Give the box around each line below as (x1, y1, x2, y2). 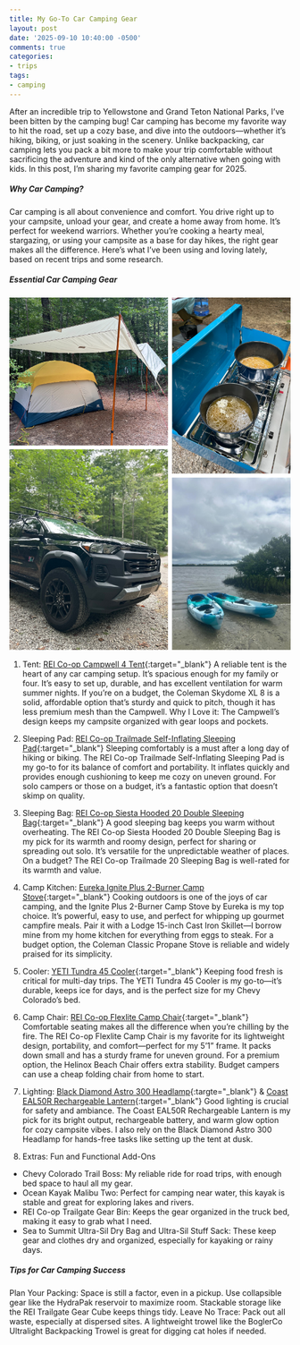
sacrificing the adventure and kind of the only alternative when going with (9, 153, 281, 165)
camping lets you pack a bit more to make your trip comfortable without (9, 144, 273, 155)
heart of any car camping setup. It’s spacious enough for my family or (21, 668, 279, 679)
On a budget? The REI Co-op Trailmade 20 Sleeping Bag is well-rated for (21, 855, 290, 865)
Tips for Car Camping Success (9, 1264, 127, 1275)
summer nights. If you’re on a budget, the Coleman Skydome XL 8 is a (21, 687, 280, 698)
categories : (9, 52, 54, 62)
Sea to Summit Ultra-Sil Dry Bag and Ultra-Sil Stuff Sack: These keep (21, 1225, 277, 1236)
